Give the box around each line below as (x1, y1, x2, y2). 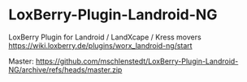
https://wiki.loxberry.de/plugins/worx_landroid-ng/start (8, 40, 193, 50)
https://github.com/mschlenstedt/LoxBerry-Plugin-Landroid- (35, 56, 239, 66)
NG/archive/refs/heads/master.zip (8, 64, 123, 74)
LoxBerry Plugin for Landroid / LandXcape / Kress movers (8, 32, 201, 42)
